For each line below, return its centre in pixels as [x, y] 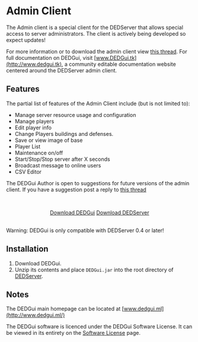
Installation [27, 249]
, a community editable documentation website [119, 64]
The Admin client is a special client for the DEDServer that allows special [95, 27]
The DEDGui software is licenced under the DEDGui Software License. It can [99, 327]
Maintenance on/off [39, 153]
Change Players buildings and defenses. [64, 134]
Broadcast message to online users [58, 165]
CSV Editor [28, 172]
